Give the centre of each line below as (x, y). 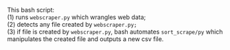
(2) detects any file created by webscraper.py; (72, 24)
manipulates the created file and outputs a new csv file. (85, 39)
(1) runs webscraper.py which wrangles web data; (77, 17)
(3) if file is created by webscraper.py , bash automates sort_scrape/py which (115, 32)
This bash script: (31, 10)
